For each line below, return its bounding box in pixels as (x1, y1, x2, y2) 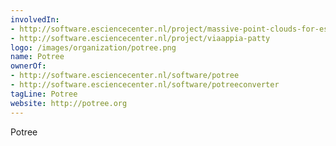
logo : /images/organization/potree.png (10, 42, 177, 53)
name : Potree (10, 52, 65, 62)
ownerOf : (10, 61, 47, 71)
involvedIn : (10, 14, 60, 25)
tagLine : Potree (10, 89, 78, 99)
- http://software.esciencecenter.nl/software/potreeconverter (10, 80, 280, 90)
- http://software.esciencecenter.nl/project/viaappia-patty (10, 33, 271, 43)
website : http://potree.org (10, 98, 128, 108)
